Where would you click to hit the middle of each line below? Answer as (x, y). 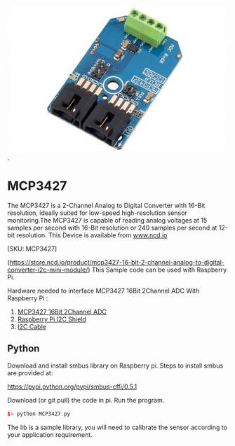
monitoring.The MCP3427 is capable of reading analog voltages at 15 (107, 220)
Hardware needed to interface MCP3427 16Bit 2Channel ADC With (103, 291)
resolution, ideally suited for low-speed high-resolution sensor (97, 213)
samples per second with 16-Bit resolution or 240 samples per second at (112, 228)
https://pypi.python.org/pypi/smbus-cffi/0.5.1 (72, 386)
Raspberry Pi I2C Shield (52, 319)
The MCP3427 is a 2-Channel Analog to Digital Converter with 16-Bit (106, 205)
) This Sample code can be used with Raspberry (157, 270)
